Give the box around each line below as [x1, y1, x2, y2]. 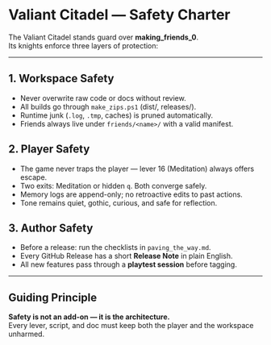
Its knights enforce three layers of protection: [8, 40, 159, 50]
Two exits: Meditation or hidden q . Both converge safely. [19, 181, 207, 190]
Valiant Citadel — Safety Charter [8, 6, 231, 24]
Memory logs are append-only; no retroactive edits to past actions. [19, 189, 244, 199]
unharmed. [8, 329, 45, 339]
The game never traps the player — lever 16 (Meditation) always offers [19, 164, 255, 173]
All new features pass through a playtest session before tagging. [19, 260, 238, 269]
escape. [19, 172, 48, 182]
